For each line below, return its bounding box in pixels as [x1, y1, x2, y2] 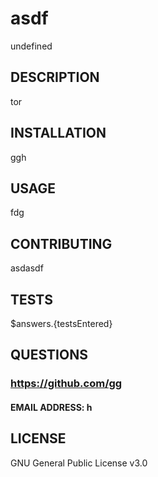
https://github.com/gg [10, 377, 123, 391]
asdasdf [10, 262, 44, 274]
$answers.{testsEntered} [10, 318, 113, 329]
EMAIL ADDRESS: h [10, 401, 93, 413]
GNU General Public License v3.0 [10, 457, 148, 469]
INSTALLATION [10, 125, 107, 142]
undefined [10, 40, 53, 52]
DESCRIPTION [10, 69, 100, 86]
